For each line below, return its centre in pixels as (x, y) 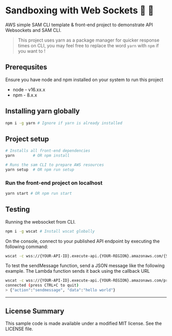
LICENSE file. (19, 329)
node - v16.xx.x (29, 89)
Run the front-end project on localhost (54, 183)
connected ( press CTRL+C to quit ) (42, 285)
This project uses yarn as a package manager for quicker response (89, 40)
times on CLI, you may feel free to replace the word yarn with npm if (88, 45)
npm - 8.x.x (25, 95)
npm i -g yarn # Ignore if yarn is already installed (64, 123)
